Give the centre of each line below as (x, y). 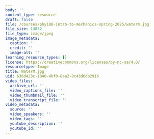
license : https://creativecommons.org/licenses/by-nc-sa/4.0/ (73, 62)
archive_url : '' (27, 86)
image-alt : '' (25, 52)
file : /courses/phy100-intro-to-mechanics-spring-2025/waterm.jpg (77, 24)
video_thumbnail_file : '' (37, 95)
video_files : (19, 81)
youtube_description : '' (36, 123)
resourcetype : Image (27, 67)
